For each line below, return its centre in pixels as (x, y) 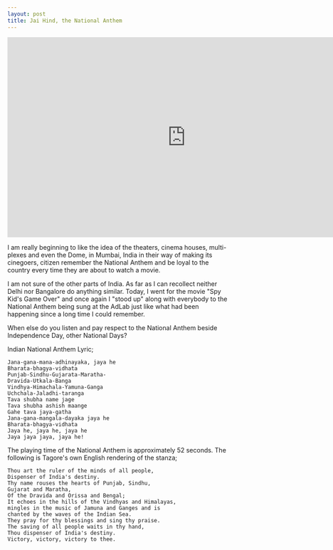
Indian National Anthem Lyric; (51, 349)
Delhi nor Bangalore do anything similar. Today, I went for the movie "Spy (115, 291)
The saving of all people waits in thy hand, (76, 527)
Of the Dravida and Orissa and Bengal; (67, 495)
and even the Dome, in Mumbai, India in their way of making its (120, 255)
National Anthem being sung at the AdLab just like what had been (103, 306)
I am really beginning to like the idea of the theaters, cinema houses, (107, 247)
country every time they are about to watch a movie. (84, 270)
